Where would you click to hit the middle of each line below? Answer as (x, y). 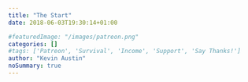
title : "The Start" (40, 15)
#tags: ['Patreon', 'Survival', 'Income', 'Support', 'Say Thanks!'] (125, 52)
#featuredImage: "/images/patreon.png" (74, 37)
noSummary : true (35, 66)
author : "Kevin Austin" (47, 59)
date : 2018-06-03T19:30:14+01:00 (63, 23)
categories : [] (33, 44)
